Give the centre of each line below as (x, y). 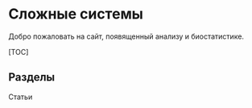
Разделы (32, 77)
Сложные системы (76, 14)
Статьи (21, 97)
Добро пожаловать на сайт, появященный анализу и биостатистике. (126, 36)
